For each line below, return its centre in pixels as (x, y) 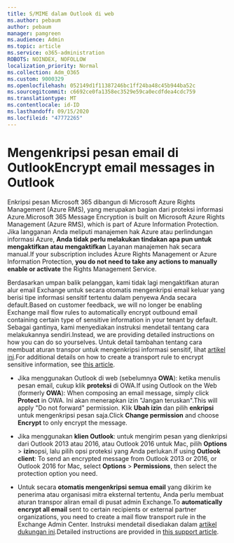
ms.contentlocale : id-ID (43, 105)
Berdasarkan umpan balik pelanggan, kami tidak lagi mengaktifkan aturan (113, 282)
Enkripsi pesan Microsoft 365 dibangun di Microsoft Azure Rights (101, 202)
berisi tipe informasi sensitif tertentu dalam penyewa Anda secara (102, 297)
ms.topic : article (34, 46)
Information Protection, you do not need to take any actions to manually (112, 261)
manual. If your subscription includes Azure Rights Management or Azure (112, 254)
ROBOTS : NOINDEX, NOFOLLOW (47, 60)
